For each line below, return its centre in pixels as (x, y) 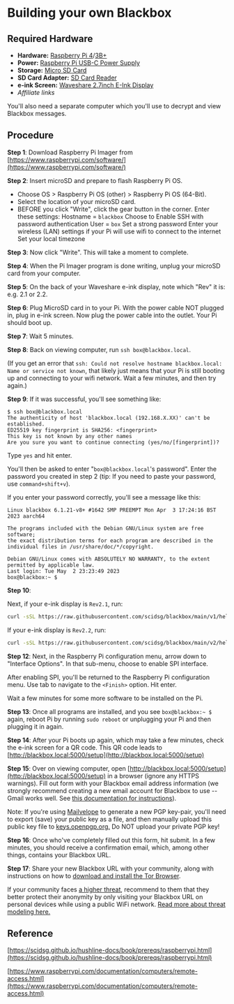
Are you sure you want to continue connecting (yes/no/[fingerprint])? (113, 442)
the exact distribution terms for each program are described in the (110, 540)
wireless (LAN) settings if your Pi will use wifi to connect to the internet (119, 231)
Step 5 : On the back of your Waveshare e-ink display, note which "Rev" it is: (116, 286)
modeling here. (29, 911)
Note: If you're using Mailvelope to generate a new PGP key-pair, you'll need (117, 811)
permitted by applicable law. (51, 565)
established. (26, 424)
